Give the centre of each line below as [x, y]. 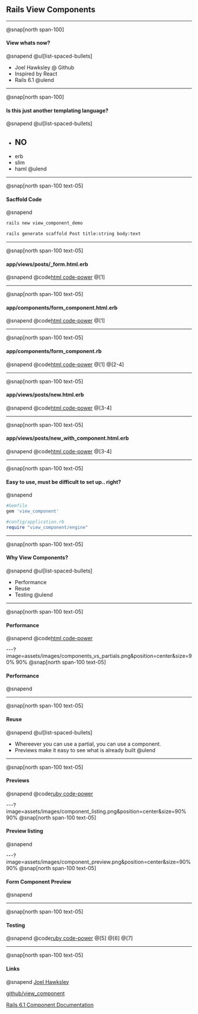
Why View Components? [37, 558]
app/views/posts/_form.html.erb [47, 264]
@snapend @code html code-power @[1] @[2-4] [65, 364]
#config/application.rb [35, 522]
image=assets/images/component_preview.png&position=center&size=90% [99, 862]
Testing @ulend [34, 594]
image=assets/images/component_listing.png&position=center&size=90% [96, 811]
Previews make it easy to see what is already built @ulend [85, 750]
